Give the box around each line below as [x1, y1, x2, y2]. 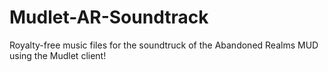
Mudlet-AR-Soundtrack [9, 6, 209, 29]
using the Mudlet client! [9, 49, 107, 61]
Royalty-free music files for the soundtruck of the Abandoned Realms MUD [9, 39, 319, 51]
